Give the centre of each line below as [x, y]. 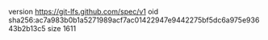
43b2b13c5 [27, 28]
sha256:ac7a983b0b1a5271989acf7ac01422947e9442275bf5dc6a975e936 [134, 20]
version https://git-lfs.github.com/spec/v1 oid [84, 12]
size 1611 [62, 28]
